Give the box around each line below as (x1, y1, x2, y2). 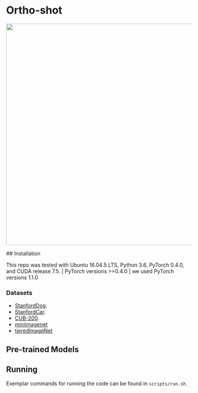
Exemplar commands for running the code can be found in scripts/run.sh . (6, 380, 187, 387)
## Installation (6, 249, 41, 257)
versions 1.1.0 (6, 274, 38, 281)
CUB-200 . (14, 314, 39, 322)
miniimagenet (14, 321, 48, 328)
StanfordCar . (14, 308, 46, 316)
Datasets (6, 288, 32, 297)
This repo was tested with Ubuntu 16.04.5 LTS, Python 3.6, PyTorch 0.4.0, (6, 261, 184, 268)
